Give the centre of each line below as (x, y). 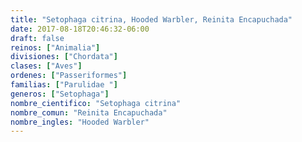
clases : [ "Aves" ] (46, 66)
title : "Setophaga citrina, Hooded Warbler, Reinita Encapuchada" (151, 19)
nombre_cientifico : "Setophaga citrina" (96, 103)
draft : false (37, 38)
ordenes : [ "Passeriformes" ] (69, 76)
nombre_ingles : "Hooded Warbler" (80, 122)
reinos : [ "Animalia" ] (55, 47)
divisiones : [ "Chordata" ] (64, 57)
